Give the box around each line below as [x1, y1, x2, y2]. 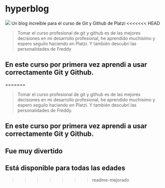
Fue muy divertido [5, 146, 63, 155]
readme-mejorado [92, 177, 130, 183]
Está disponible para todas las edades [5, 163, 126, 172]
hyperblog [5, 3, 49, 15]
